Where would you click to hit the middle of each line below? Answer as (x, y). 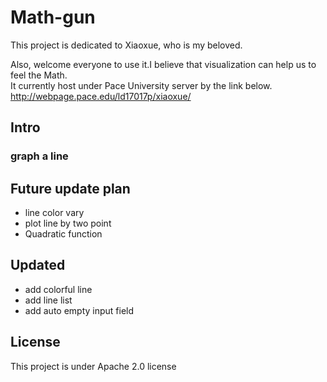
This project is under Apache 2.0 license (93, 366)
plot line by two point (68, 223)
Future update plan (70, 188)
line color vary (54, 213)
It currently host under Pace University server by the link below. (141, 85)
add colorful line (58, 289)
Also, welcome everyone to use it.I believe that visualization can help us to (163, 64)
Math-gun (53, 17)
